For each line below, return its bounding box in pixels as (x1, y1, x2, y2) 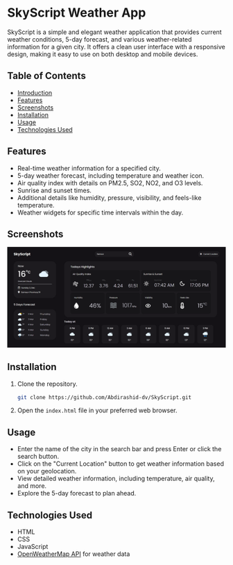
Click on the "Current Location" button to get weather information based (17, 459, 224, 468)
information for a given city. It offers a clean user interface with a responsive (7, 42, 225, 51)
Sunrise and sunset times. (17, 186, 92, 194)
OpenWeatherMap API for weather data (17, 550, 130, 558)
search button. (17, 453, 60, 461)
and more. (17, 482, 47, 490)
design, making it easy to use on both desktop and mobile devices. (7, 50, 198, 58)
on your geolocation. (17, 467, 77, 475)
